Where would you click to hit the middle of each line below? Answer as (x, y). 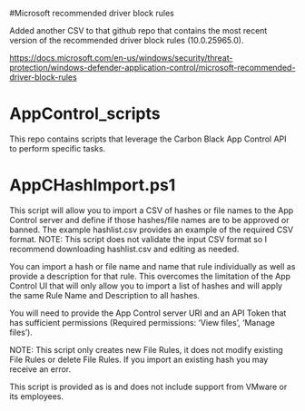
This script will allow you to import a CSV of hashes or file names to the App (152, 210)
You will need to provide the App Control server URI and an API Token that (148, 313)
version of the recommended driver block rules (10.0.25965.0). (127, 40)
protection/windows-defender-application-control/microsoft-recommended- (152, 68)
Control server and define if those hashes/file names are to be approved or (149, 220)
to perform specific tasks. (58, 148)
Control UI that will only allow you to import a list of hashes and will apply (146, 286)
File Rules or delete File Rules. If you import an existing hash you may (139, 359)
